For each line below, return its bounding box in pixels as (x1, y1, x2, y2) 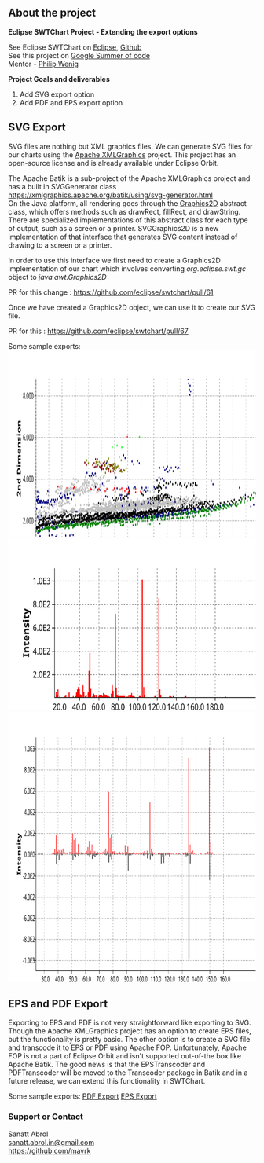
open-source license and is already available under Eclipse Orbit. (8, 158, 219, 167)
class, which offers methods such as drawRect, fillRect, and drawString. (8, 207, 241, 216)
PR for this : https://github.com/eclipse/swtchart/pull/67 (8, 326, 189, 336)
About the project (8, 6, 97, 20)
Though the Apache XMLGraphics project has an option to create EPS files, (8, 1026, 251, 1036)
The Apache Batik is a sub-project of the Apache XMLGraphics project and (8, 173, 251, 183)
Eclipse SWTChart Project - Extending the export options (8, 27, 198, 36)
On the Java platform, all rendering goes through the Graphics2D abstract (8, 198, 247, 207)
